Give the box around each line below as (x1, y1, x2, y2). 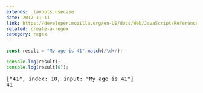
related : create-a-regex (6, 25, 69, 32)
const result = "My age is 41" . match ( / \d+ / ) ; (6, 48, 123, 54)
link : (6, 20, 20, 26)
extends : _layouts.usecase (6, 8, 74, 15)
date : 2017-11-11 (6, 14, 50, 21)
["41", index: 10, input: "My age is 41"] (6, 75, 134, 82)
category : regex (6, 31, 47, 37)
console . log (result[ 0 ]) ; (6, 64, 69, 70)
